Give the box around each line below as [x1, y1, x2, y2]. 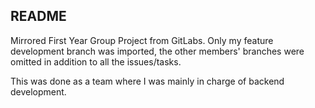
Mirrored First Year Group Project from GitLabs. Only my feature [10, 34, 274, 46]
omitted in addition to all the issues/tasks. [10, 55, 182, 68]
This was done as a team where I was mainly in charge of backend [10, 75, 285, 87]
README [10, 8, 67, 25]
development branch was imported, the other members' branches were [10, 45, 305, 57]
